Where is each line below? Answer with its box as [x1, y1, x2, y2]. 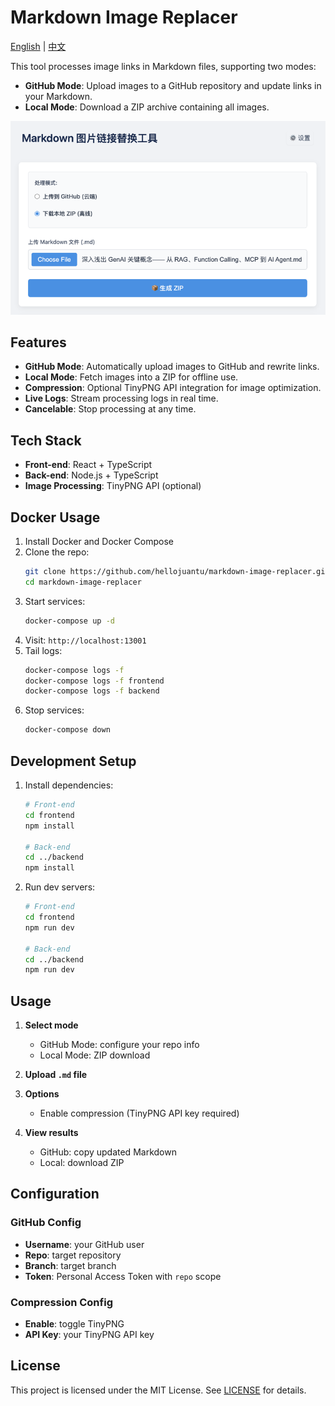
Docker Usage [10, 509, 101, 526]
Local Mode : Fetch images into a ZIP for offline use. [24, 371, 239, 383]
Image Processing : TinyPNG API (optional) [24, 480, 202, 492]
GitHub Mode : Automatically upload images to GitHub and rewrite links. [24, 361, 320, 373]
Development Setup [10, 752, 137, 770]
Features [10, 334, 67, 351]
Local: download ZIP [39, 1157, 125, 1169]
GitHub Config [10, 1216, 82, 1230]
